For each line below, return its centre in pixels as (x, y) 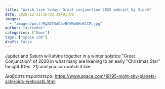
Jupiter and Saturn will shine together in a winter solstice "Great (70, 56)
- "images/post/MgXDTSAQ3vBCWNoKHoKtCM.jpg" (56, 23)
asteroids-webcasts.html (30, 81)
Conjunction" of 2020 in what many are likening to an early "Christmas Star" (83, 61)
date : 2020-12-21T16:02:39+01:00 (40, 14)
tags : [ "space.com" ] (26, 38)
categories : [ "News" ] (27, 33)
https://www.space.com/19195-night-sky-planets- (105, 76)
